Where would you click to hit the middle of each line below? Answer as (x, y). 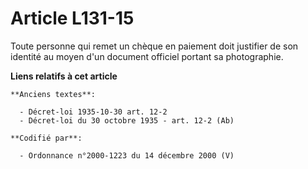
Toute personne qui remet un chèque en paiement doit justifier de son (154, 46)
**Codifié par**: (46, 138)
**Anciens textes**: (53, 94)
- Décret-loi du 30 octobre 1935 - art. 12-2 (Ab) (127, 120)
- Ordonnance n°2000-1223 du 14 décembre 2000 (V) (127, 155)
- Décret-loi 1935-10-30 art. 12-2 (93, 112)
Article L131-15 (72, 18)
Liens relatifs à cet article (64, 76)
